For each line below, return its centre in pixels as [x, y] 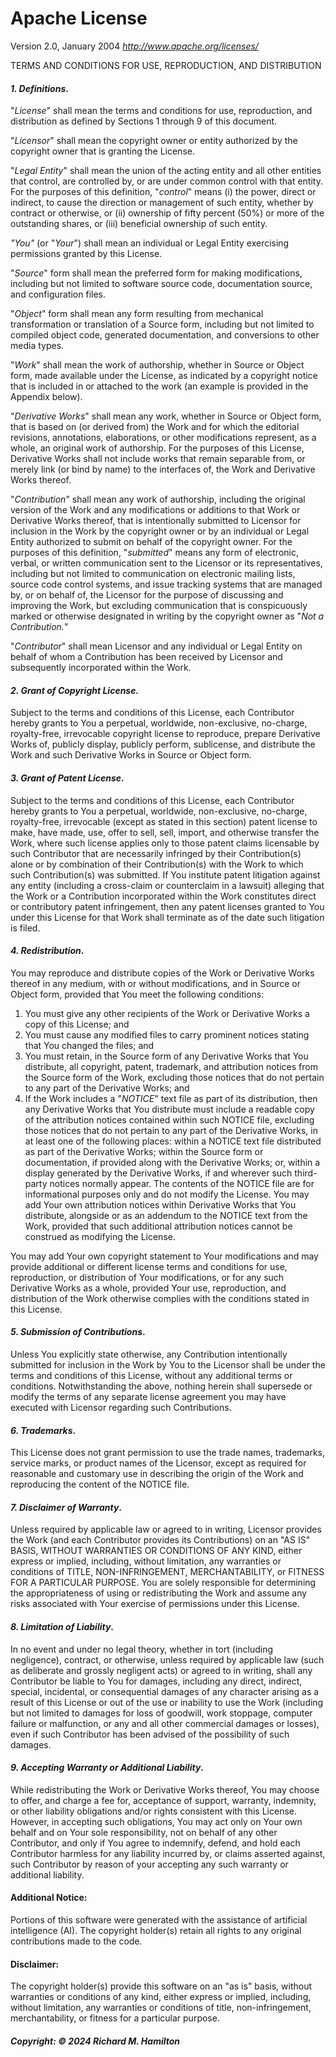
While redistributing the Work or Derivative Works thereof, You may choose [165, 1789]
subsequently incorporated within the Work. [101, 668]
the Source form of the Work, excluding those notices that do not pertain [174, 1077]
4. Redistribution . [47, 951]
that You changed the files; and [89, 1045]
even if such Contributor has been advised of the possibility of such [150, 1734]
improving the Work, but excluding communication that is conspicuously [159, 606]
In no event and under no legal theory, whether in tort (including [142, 1649]
